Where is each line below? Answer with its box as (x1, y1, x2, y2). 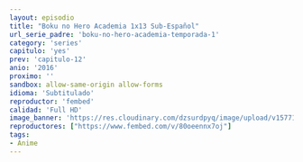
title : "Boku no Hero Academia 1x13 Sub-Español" (9, 22, 200, 31)
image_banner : (9, 113, 63, 122)
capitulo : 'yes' (9, 47, 70, 56)
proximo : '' (9, 72, 54, 81)
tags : (9, 130, 30, 139)
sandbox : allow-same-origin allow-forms (9, 80, 164, 89)
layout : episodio (9, 13, 75, 22)
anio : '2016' (9, 64, 59, 73)
